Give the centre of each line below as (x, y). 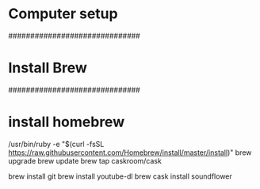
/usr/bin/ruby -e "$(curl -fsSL (56, 144)
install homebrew (67, 122)
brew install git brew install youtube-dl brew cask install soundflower (120, 176)
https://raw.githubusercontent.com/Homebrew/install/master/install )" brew (130, 152)
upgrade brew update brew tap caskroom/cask (85, 160)
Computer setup (63, 14)
